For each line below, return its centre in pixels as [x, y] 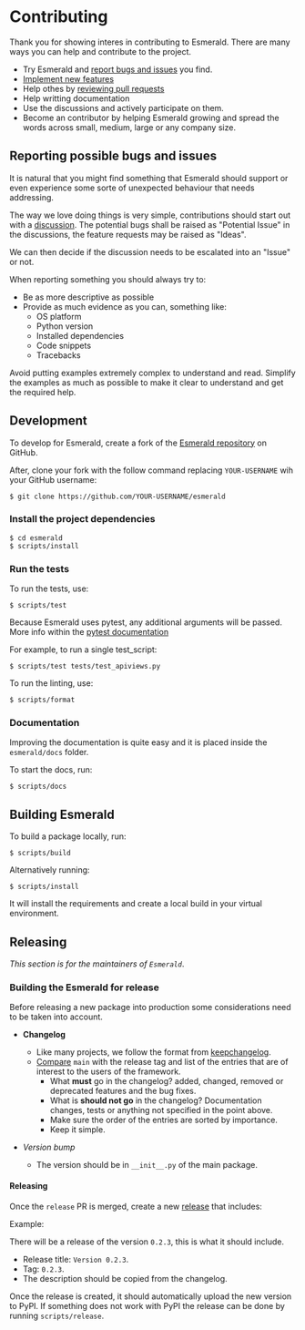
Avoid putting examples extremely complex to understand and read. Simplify [152, 373]
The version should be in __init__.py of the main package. [147, 1165]
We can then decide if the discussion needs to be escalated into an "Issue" [150, 251]
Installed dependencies [80, 335]
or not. [22, 261]
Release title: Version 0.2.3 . [76, 1259]
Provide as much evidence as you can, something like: [125, 306]
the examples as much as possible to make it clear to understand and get [147, 382]
